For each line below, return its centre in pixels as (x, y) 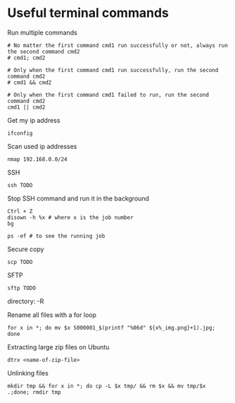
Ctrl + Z (20, 211)
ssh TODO (20, 185)
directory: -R (26, 301)
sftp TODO (22, 288)
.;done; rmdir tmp (34, 392)
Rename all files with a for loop (52, 315)
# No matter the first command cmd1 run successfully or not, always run (118, 45)
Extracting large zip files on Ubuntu (58, 347)
